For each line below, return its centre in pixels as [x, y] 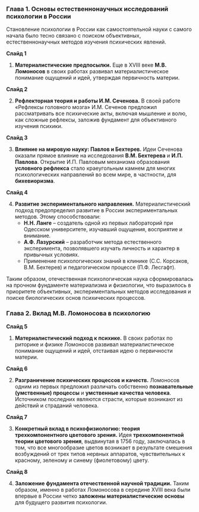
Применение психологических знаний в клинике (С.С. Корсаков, [106, 261]
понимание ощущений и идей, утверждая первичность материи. [97, 78]
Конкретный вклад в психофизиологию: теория [77, 429]
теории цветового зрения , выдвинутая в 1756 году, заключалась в [100, 441]
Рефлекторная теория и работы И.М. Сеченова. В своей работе [97, 101]
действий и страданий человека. [57, 405]
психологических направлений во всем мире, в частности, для [95, 175]
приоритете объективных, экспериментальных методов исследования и [99, 291]
